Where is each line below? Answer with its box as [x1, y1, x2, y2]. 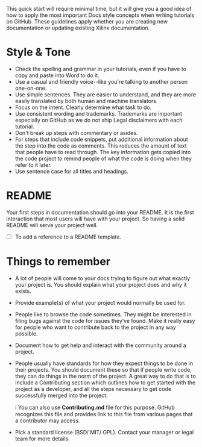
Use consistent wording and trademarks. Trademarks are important [14, 110, 183, 117]
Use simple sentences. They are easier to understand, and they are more [14, 90, 197, 98]
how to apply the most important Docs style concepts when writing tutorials [6, 11, 195, 19]
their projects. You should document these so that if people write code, [14, 366, 192, 373]
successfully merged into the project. [14, 392, 108, 399]
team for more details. [14, 435, 71, 442]
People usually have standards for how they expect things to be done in [14, 360, 194, 367]
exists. [14, 287, 31, 295]
